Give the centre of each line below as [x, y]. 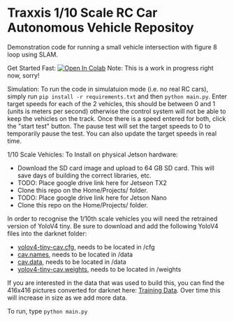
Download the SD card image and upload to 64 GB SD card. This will [116, 168]
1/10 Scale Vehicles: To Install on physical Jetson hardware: [93, 154]
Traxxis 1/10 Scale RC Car [82, 13]
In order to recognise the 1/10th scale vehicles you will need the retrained [112, 219]
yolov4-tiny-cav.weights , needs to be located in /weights [99, 269]
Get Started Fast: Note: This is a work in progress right [111, 68]
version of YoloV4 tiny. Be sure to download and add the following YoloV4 [113, 226]
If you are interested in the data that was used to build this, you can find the [116, 283]
